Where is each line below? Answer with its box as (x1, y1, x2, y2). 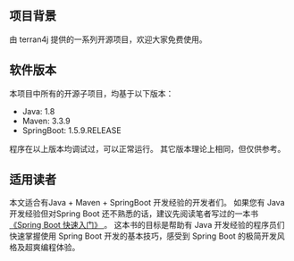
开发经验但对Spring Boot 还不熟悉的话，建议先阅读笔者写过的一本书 (9, 208, 259, 219)
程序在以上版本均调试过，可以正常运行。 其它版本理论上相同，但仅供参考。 (9, 143, 286, 154)
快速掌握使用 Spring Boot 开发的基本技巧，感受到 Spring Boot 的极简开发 (9, 231, 278, 241)
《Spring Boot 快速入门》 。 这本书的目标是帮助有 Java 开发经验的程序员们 (9, 220, 285, 231)
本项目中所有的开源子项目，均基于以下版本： (9, 88, 174, 98)
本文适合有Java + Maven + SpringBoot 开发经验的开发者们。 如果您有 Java (9, 198, 285, 208)
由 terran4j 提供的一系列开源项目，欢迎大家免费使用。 (9, 34, 207, 45)
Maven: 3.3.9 (21, 115, 71, 126)
